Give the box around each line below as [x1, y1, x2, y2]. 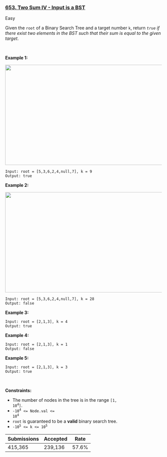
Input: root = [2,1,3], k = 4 [5, 319, 68, 324]
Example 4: [5, 332, 29, 338]
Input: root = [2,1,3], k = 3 [5, 365, 68, 370]
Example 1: [5, 55, 28, 61]
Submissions [7, 436, 39, 443]
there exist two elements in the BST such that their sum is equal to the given [5, 30, 161, 36]
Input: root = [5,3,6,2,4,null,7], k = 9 [5, 169, 92, 174]
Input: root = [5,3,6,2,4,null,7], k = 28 [5, 297, 94, 302]
